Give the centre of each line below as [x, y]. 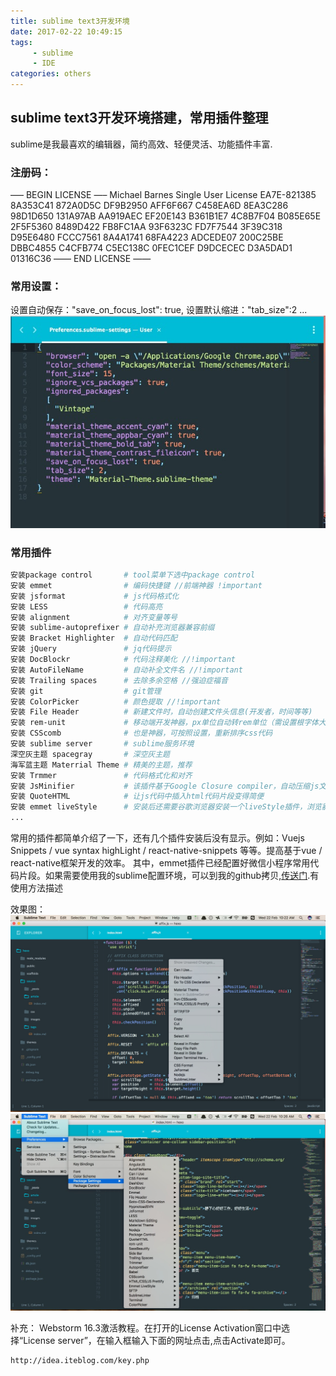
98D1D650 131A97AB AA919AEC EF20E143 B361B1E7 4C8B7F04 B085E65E [166, 216]
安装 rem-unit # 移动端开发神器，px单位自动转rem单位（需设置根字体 [165, 723]
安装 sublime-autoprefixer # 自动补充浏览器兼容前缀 [112, 628]
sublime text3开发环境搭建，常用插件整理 [139, 118]
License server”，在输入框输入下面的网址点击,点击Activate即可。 [157, 1340]
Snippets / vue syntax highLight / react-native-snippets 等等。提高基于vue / [166, 851]
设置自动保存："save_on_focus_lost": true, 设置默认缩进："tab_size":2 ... [159, 310]
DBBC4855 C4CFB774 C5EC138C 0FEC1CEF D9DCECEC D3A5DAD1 [151, 248]
